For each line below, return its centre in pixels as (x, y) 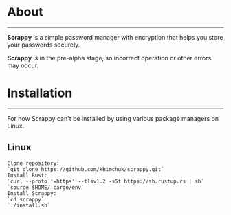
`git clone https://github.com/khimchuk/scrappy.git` (86, 169)
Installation (40, 93)
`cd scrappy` (26, 199)
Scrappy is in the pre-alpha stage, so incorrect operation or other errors (109, 58)
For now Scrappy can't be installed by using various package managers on (113, 118)
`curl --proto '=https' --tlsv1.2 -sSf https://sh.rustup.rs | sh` (106, 181)
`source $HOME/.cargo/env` (46, 187)
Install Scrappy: (32, 193)
